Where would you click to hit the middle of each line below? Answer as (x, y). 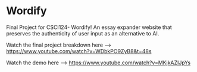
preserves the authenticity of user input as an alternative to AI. (83, 33)
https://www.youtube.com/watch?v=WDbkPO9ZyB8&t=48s (79, 51)
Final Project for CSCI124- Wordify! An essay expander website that (89, 27)
